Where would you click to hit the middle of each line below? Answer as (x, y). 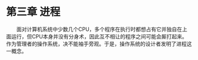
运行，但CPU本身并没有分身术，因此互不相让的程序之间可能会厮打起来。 (99, 36)
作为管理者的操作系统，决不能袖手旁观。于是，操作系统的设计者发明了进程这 (99, 44)
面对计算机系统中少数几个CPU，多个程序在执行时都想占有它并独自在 (100, 29)
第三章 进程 (33, 12)
